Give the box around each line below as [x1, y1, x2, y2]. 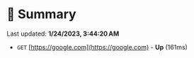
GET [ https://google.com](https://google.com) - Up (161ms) [16, 43, 188, 51]
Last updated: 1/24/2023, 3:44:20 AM [6, 29, 120, 38]
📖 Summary [6, 6, 76, 22]
